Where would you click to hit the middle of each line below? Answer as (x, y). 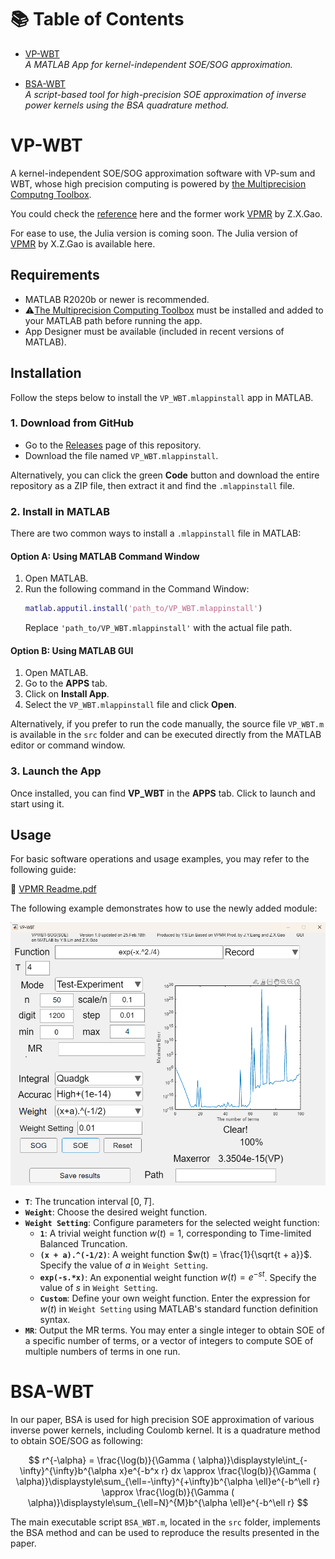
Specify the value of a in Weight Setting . (124, 1265)
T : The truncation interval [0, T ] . (89, 1201)
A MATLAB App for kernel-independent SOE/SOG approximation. (158, 64)
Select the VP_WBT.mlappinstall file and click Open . (130, 705)
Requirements (55, 275)
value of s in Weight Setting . (98, 1288)
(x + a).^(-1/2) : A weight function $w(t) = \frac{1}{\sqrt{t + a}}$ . (175, 1254)
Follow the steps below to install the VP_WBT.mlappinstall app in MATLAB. (162, 397)
